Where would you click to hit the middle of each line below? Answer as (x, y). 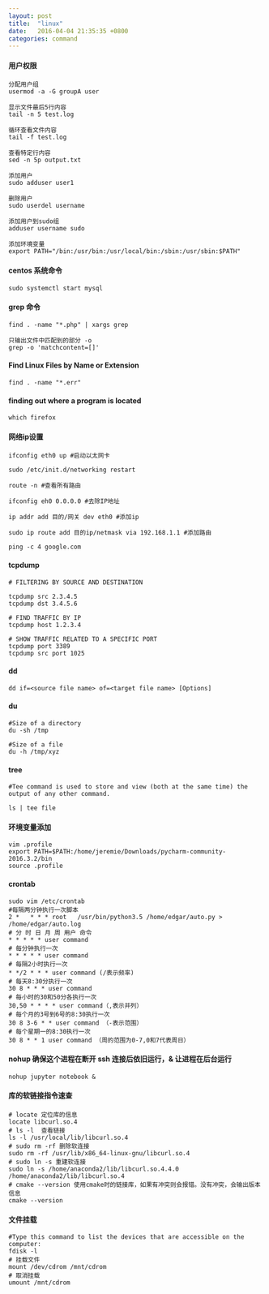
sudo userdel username (47, 206)
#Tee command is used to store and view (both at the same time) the (128, 787)
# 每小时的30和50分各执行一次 (53, 997)
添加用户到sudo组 (34, 221)
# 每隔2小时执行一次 (38, 964)
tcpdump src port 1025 (47, 653)
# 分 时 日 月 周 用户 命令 (50, 933)
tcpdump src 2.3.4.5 (43, 596)
